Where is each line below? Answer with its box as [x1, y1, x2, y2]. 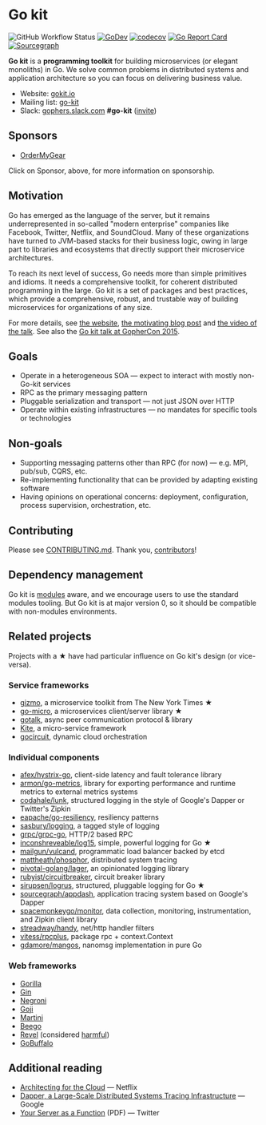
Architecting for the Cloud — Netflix [19, 1083, 138, 1092]
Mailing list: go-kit [19, 97, 80, 107]
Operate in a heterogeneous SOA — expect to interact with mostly [19, 371, 237, 381]
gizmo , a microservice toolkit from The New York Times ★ [19, 697, 213, 707]
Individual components [8, 752, 100, 763]
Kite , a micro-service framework [19, 723, 127, 732]
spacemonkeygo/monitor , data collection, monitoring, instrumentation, [19, 906, 252, 916]
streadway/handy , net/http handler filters [19, 923, 155, 933]
